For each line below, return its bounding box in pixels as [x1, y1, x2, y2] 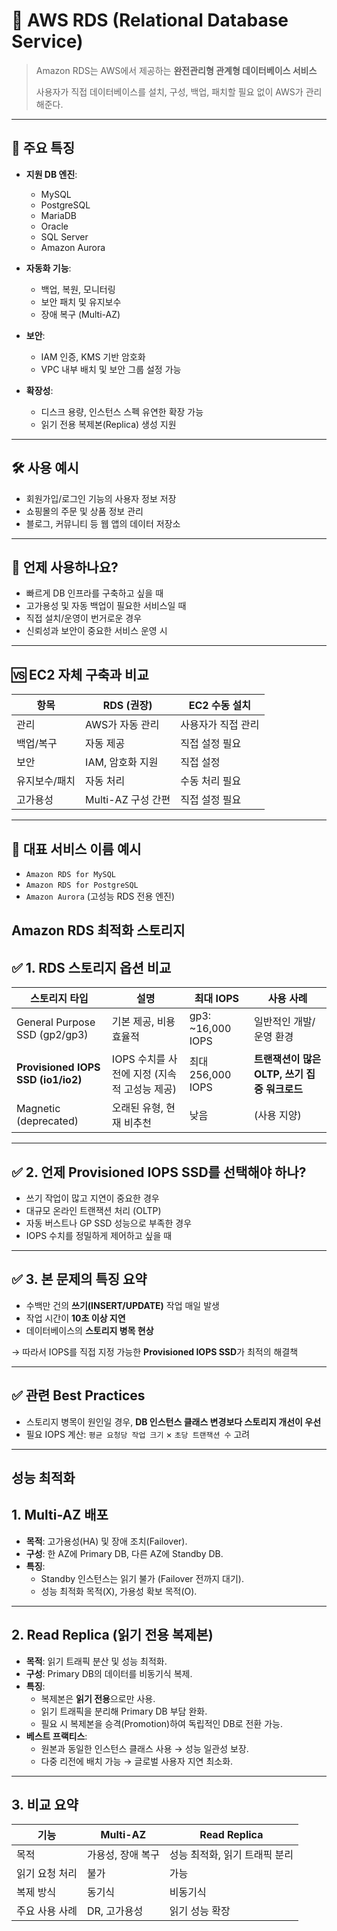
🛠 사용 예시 [11, 460, 79, 477]
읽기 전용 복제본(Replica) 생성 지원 [40, 418, 177, 430]
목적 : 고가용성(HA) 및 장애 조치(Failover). [25, 1535, 188, 1547]
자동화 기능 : [25, 262, 72, 274]
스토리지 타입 [30, 992, 89, 1006]
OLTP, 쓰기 [253, 1067, 304, 1081]
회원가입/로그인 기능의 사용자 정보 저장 [25, 492, 177, 504]
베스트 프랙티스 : [25, 1730, 88, 1742]
